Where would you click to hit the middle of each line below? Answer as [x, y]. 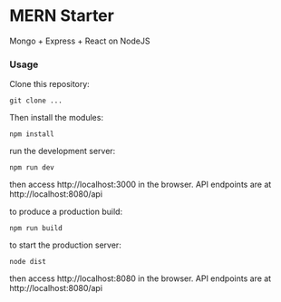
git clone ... [36, 101]
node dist [28, 262]
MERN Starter [62, 16]
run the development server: [63, 151]
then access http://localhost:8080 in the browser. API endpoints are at [140, 278]
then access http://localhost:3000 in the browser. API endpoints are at [140, 185]
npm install [32, 134]
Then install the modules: [57, 118]
